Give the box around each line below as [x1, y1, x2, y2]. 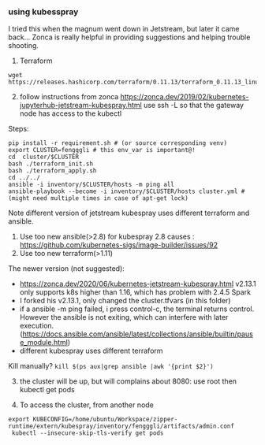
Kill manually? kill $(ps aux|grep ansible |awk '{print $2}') [8, 362, 215, 371]
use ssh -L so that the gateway [143, 101, 244, 110]
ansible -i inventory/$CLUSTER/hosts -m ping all [8, 180, 175, 189]
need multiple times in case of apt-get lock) [32, 195, 189, 202]
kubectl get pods [19, 385, 75, 395]
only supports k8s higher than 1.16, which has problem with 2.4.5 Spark [19, 287, 251, 297]
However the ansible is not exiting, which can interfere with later [19, 313, 229, 322]
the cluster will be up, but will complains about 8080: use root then [19, 376, 237, 386]
